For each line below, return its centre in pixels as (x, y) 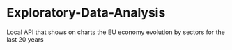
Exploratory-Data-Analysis (86, 13)
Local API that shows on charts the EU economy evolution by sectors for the (116, 32)
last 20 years (25, 39)
